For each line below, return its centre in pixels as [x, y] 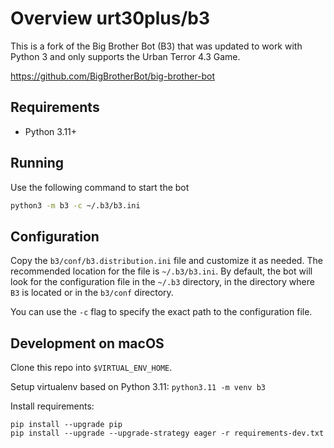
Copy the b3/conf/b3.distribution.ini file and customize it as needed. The [166, 261]
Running [37, 163]
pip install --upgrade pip [66, 425]
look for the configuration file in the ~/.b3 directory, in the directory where [162, 282]
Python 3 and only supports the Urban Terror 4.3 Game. [125, 56]
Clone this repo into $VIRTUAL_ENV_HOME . [91, 368]
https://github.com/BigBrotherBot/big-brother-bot [113, 76]
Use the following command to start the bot [100, 187]
